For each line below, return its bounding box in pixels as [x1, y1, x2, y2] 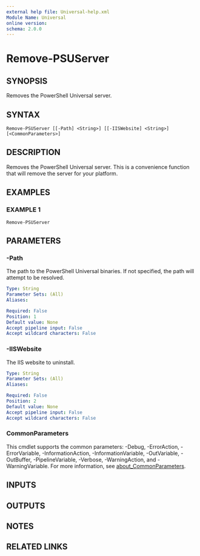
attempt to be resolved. [6, 274, 65, 282]
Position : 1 [6, 313, 36, 320]
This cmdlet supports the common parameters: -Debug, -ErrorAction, [6, 443, 180, 450]
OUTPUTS [6, 500, 45, 511]
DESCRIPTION [6, 147, 61, 157]
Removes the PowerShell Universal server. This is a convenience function [6, 163, 190, 170]
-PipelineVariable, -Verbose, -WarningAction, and [33, 455, 156, 463]
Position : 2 [6, 398, 36, 405]
